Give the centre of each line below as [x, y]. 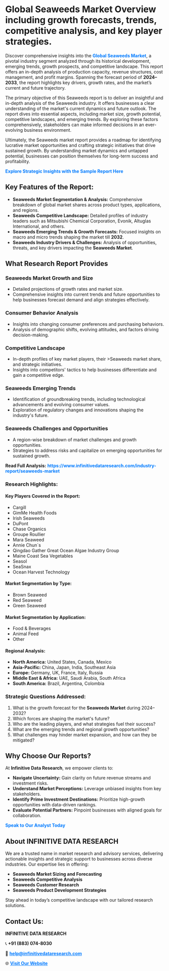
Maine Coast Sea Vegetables [43, 556]
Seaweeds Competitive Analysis [47, 879]
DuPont [20, 523]
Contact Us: [25, 921]
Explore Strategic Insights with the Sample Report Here [64, 171]
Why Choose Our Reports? [48, 756]
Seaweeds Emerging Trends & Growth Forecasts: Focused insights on [87, 231]
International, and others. [39, 226]
